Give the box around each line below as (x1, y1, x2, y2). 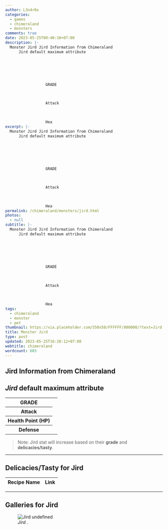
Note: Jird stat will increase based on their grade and (17, 439, 127, 445)
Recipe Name (7, 478, 40, 485)
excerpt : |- (5, 124, 30, 129)
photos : (5, 213, 21, 218)
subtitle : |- (5, 222, 32, 228)
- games (9, 17, 26, 22)
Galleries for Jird (5, 500, 58, 509)
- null (9, 218, 23, 223)
